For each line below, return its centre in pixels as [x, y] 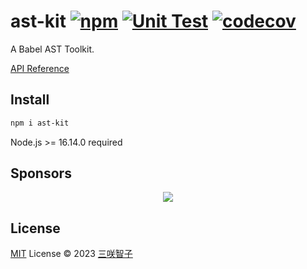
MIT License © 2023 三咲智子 [71, 254]
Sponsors [41, 173]
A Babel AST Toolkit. [52, 49]
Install [30, 100]
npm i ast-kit [40, 123]
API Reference [40, 68]
